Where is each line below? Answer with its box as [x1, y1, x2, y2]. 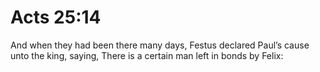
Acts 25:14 [10, 6, 102, 29]
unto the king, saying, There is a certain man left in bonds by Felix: [10, 49, 284, 61]
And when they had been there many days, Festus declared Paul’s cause [10, 39, 310, 51]
